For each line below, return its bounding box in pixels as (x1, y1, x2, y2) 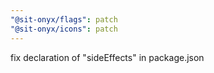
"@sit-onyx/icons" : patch (10, 24, 118, 34)
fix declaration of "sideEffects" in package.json (10, 51, 205, 63)
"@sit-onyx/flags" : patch (10, 14, 118, 25)
